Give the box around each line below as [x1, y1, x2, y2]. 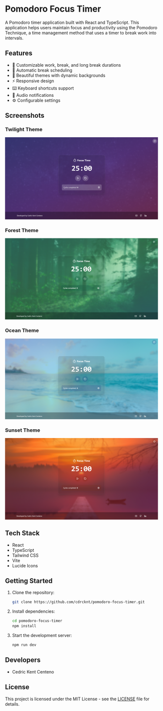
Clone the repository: [12, 590, 55, 596]
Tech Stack [5, 529, 40, 537]
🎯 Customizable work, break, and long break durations [12, 62, 121, 68]
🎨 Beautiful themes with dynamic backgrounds [12, 72, 106, 78]
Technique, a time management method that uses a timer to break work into [5, 30, 157, 36]
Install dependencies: [12, 608, 55, 614]
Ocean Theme [5, 327, 39, 334]
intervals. [5, 35, 24, 41]
